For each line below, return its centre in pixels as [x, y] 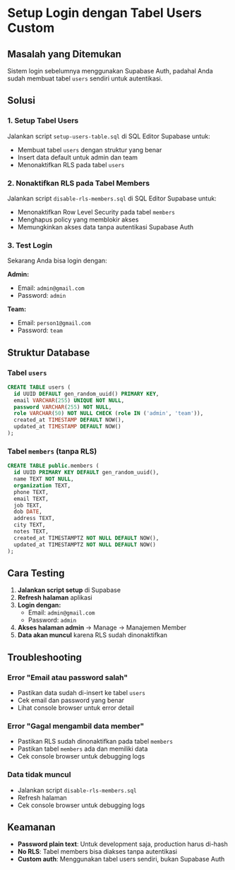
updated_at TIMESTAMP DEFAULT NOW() [67, 427]
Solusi [21, 101]
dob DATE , [28, 512]
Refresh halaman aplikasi [55, 598]
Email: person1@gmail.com [54, 323]
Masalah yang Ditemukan [65, 54]
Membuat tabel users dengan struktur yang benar [90, 150]
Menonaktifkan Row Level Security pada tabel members [96, 212]
